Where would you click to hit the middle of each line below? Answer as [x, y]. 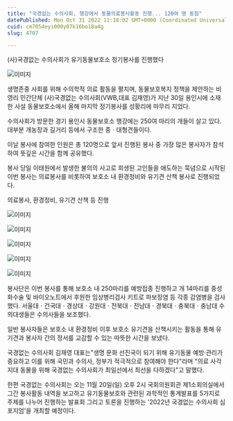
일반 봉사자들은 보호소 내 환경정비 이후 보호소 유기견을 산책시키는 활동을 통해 [111, 329]
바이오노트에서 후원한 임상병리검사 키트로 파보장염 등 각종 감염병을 [123, 297]
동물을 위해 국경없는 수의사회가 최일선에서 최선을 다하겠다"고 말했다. [112, 370]
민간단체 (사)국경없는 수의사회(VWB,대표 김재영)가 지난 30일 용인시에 [114, 98]
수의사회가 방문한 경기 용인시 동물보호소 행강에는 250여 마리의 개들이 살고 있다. [114, 121]
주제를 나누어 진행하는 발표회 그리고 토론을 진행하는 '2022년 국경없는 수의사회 [113, 402]
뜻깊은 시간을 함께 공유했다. [57, 153]
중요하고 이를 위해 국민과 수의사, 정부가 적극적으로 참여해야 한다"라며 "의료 [108, 361]
